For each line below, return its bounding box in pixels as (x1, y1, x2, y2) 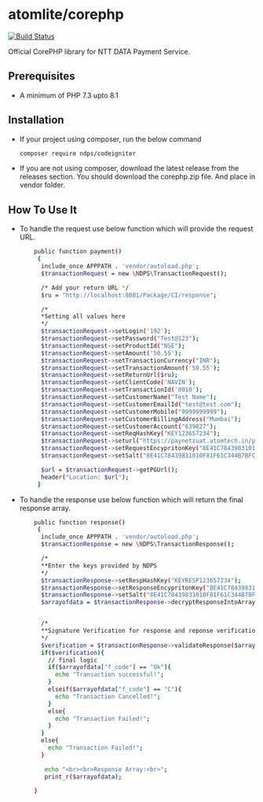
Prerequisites (8, 69, 75, 83)
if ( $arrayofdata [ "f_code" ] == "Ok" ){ (48, 663, 171, 671)
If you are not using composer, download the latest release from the (19, 164, 239, 173)
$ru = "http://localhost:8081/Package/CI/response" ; (40, 291, 217, 299)
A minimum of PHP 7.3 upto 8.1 (19, 91, 119, 100)
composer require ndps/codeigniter (19, 150, 137, 157)
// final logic (48, 656, 98, 664)
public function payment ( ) (34, 248, 122, 256)
